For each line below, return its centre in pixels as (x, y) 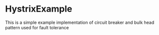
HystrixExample (39, 9)
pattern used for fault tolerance (37, 27)
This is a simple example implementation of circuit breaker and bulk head (80, 22)
